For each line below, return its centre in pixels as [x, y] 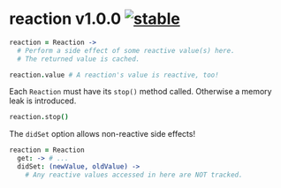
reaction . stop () [39, 117]
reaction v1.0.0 [65, 19]
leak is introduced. [43, 101]
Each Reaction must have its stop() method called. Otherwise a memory [140, 92]
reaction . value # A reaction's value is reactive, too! [114, 75]
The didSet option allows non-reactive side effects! [103, 134]
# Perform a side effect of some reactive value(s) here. [126, 50]
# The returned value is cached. [79, 59]
